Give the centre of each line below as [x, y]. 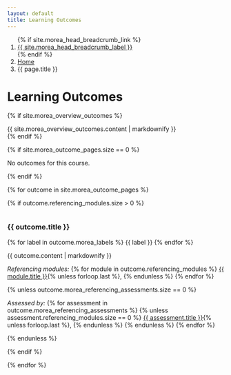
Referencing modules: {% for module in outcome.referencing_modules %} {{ [115, 269]
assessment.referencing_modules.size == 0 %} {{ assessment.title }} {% [109, 317]
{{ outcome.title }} [39, 227]
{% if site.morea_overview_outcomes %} [65, 116]
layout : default [30, 13]
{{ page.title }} [37, 69]
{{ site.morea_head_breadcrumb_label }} [75, 47]
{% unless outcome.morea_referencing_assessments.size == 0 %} [102, 290]
